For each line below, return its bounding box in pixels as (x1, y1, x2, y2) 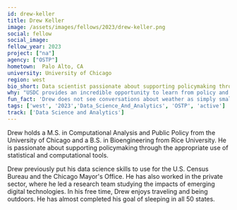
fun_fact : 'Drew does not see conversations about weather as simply (7, 96, 217, 103)
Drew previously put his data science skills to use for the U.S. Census (7, 164, 209, 173)
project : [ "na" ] (7, 50, 55, 57)
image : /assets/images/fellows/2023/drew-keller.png (7, 23, 166, 30)
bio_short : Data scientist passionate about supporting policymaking (7, 83, 217, 90)
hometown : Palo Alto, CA (7, 63, 83, 70)
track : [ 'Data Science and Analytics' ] (7, 109, 125, 116)
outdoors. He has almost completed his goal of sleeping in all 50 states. (7, 194, 215, 203)
